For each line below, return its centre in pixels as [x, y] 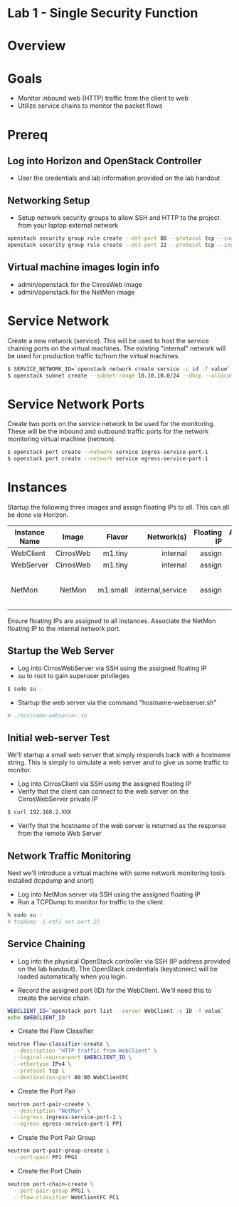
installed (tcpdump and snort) [51, 881]
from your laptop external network [68, 226]
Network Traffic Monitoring [69, 855]
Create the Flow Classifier [55, 1031]
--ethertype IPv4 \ [43, 1064]
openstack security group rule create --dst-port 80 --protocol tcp [111, 238]
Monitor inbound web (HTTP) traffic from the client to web [103, 99]
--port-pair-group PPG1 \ [52, 1191]
